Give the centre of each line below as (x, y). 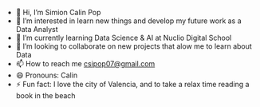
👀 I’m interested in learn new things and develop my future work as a (128, 21)
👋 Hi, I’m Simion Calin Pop (58, 12)
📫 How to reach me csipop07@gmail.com (85, 63)
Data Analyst (37, 29)
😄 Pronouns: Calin (47, 75)
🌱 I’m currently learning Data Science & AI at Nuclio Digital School (124, 38)
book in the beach (45, 95)
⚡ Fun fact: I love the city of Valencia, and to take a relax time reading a (132, 84)
